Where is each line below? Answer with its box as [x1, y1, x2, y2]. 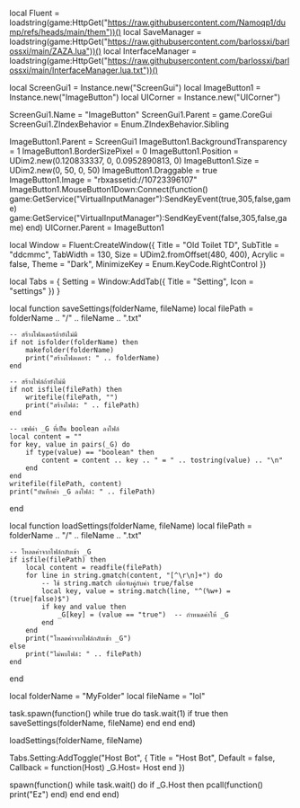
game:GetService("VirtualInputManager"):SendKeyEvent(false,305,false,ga [9, 213, 287, 223]
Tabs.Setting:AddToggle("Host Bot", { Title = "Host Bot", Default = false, [9, 752, 276, 763]
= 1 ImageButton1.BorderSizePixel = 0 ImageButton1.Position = [9, 146, 240, 156]
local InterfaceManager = [102, 46, 198, 57]
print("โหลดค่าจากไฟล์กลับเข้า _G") [25, 634, 132, 643]
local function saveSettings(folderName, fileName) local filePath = [9, 303, 254, 314]
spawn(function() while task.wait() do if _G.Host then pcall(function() [9, 779, 263, 790]
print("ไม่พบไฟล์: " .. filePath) [25, 650, 143, 659]
